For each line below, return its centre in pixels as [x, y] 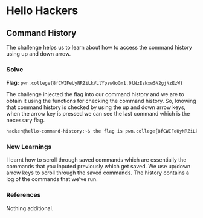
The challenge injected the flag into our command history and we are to [95, 94]
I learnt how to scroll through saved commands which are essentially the [96, 160]
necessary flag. [26, 120]
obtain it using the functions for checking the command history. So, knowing [101, 101]
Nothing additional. [30, 208]
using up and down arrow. [39, 54]
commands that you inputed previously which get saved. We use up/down [98, 167]
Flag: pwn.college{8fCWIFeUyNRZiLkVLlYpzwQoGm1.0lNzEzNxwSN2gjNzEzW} [95, 83]
